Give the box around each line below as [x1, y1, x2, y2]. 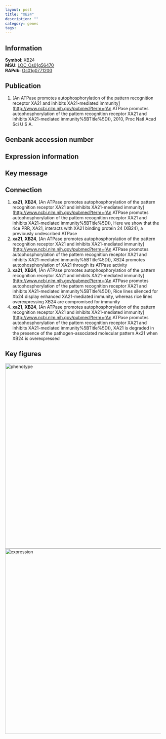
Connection [5, 186, 42, 194]
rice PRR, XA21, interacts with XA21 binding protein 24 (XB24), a [12, 225, 143, 231]
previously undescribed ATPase [12, 230, 78, 236]
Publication [5, 82, 41, 90]
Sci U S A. [12, 121, 33, 127]
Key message [5, 169, 48, 177]
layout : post [5, 7, 32, 12]
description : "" [5, 16, 39, 21]
